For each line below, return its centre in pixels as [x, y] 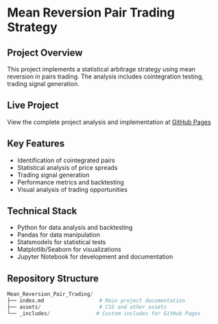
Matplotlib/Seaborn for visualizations [69, 250]
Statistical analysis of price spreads [67, 167]
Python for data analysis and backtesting [75, 228]
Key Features [36, 143]
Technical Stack [42, 211]
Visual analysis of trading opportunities [72, 189]
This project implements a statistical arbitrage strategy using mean [101, 69]
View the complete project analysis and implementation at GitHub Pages [109, 122]
